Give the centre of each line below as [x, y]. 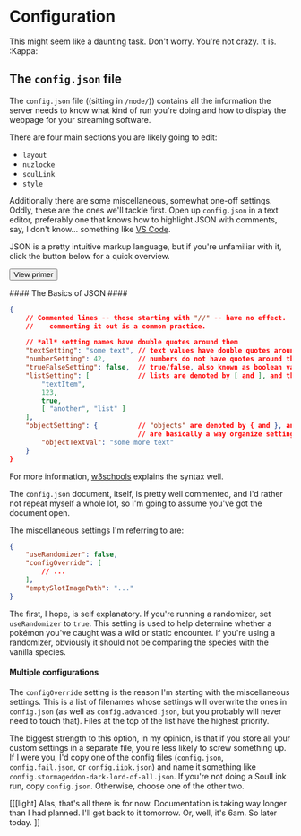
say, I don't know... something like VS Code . [90, 229]
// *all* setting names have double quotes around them [132, 343]
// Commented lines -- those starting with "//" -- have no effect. [156, 318]
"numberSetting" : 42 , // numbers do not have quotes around [154, 359]
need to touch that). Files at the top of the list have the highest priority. [139, 720]
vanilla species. [38, 651]
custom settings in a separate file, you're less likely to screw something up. [148, 747]
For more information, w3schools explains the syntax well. [116, 476]
